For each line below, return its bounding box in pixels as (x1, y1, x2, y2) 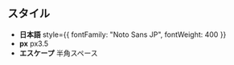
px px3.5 (18, 39, 49, 48)
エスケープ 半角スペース (18, 48, 98, 58)
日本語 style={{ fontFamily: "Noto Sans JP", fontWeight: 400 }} (18, 30, 227, 39)
